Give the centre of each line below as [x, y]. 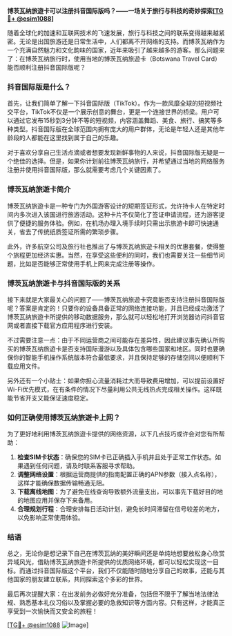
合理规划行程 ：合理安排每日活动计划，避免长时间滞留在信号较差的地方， [120, 509]
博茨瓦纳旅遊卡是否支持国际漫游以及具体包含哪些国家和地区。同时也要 [119, 349]
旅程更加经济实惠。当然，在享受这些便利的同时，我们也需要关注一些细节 [116, 255]
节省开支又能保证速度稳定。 [52, 398]
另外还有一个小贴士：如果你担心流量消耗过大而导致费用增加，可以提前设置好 [116, 380]
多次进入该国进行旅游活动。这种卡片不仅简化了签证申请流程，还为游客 [119, 214]
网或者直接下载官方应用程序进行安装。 [61, 325]
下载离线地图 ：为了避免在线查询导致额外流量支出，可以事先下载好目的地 [120, 492]
